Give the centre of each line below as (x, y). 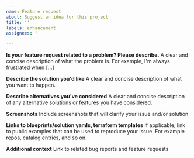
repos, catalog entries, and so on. (46, 138)
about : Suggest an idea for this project (57, 17)
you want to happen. (31, 85)
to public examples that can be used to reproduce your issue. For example (96, 132)
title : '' (18, 22)
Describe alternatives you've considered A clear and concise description (96, 97)
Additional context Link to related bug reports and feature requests (87, 149)
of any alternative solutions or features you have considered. (79, 102)
